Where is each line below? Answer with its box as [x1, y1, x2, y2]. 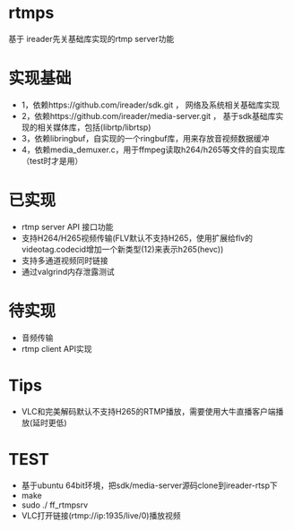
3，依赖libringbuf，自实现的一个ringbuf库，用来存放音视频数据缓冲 [21, 132, 270, 143]
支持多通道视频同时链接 [21, 254, 108, 266]
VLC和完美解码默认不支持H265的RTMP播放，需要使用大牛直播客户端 [21, 406, 276, 416]
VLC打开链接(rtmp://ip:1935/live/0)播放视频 [21, 509, 181, 521]
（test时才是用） [21, 155, 83, 166]
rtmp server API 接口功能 [21, 221, 114, 232]
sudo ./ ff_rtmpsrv [21, 500, 89, 510]
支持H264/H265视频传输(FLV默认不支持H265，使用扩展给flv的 [21, 232, 253, 244]
